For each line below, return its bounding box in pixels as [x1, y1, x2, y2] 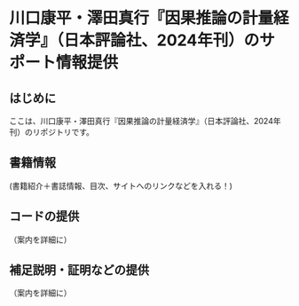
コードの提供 [9, 209, 80, 224]
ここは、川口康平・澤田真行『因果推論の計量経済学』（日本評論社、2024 [9, 116, 273, 126]
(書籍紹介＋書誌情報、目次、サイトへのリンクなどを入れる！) [9, 180, 233, 191]
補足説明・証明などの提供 [9, 263, 149, 278]
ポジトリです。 [39, 127, 95, 137]
